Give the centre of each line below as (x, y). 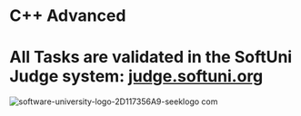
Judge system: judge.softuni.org (136, 77)
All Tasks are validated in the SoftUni (151, 58)
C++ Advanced (68, 16)
